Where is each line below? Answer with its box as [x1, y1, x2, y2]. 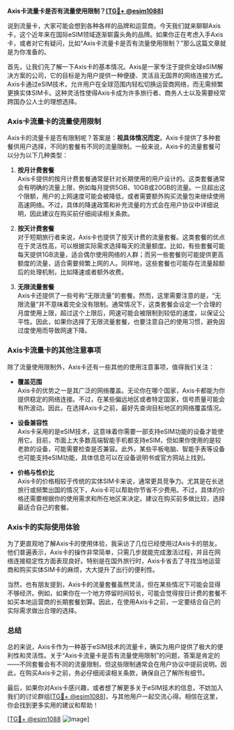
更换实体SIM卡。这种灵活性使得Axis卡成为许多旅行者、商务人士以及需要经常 [7, 89, 226, 97]
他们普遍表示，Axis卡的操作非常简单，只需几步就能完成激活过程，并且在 [7, 547, 215, 556]
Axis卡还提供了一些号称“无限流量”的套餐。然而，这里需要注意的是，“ [17, 291, 215, 300]
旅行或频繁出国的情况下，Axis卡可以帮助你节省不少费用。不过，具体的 [17, 485, 219, 494]
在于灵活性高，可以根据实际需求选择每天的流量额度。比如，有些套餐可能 [17, 242, 225, 250]
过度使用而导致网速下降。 [17, 326, 91, 335]
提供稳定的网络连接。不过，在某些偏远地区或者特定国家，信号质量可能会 [17, 395, 225, 403]
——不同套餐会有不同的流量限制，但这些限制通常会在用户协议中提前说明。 [7, 660, 221, 669]
